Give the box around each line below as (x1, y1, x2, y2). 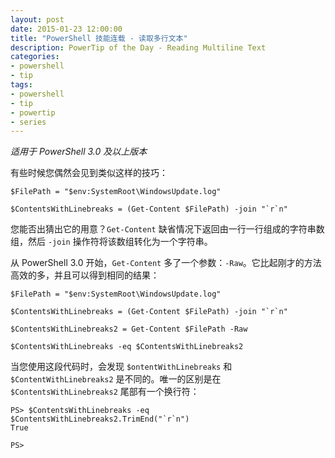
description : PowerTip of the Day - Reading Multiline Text (10, 42, 267, 53)
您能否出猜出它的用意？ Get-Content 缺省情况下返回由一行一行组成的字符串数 (10, 223, 325, 235)
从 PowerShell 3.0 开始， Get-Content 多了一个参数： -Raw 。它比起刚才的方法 (10, 257, 322, 269)
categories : (10, 52, 60, 62)
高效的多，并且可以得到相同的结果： (10, 269, 160, 281)
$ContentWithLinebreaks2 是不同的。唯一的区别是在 (10, 373, 222, 385)
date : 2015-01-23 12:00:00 (10, 24, 123, 34)
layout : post (10, 14, 65, 25)
